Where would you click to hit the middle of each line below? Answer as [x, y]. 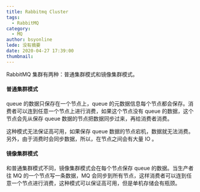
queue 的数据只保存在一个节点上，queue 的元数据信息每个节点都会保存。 [97, 103]
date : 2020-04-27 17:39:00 [40, 51]
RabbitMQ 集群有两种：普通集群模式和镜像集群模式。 [72, 74]
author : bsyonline [29, 40]
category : [19, 28]
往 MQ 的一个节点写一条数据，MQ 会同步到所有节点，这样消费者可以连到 [96, 176]
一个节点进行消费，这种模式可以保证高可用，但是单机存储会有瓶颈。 [96, 183]
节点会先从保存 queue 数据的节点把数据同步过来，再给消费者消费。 [89, 118]
